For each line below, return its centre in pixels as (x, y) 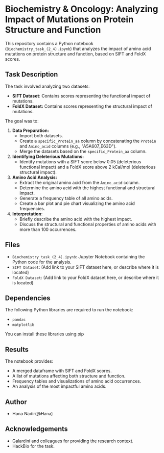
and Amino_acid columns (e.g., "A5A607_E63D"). (68, 146)
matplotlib (23, 325)
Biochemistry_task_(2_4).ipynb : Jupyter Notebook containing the (79, 256)
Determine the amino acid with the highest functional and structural (87, 188)
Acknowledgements (36, 429)
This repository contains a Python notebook (49, 43)
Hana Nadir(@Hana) (32, 414)
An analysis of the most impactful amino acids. (59, 386)
